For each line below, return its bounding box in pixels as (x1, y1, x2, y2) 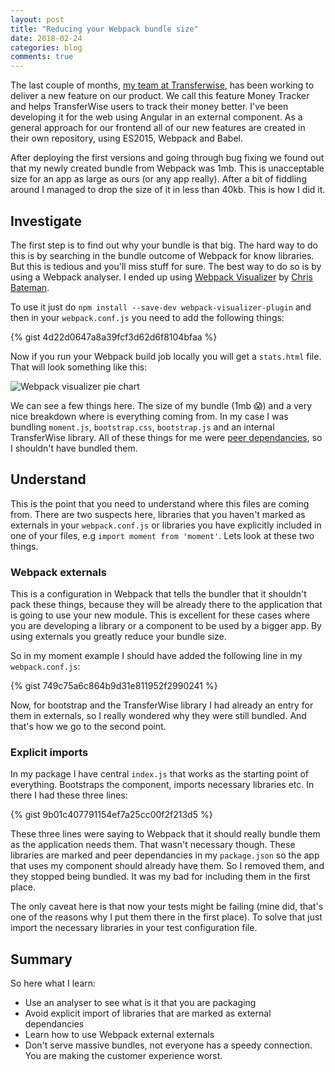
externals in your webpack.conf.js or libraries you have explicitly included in (10, 519, 322, 531)
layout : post (10, 14, 65, 25)
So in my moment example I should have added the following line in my (10, 650, 303, 662)
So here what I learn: (10, 977, 97, 990)
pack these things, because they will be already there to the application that (10, 599, 323, 611)
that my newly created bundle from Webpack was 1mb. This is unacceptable (10, 162, 325, 175)
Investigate (10, 212, 82, 230)
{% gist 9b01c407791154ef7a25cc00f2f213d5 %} (10, 809, 213, 821)
